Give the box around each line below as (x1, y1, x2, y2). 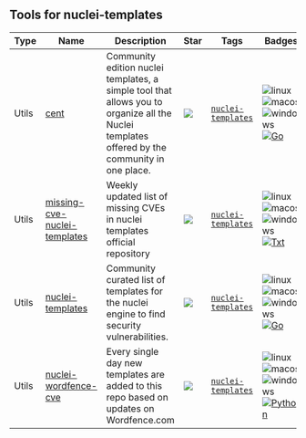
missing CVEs (106, 201, 166, 214)
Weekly (106, 178, 138, 191)
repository (106, 246, 150, 259)
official (106, 235, 136, 248)
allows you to (106, 95, 163, 108)
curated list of (106, 273, 166, 286)
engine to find (106, 308, 166, 320)
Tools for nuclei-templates (9, 7, 164, 23)
